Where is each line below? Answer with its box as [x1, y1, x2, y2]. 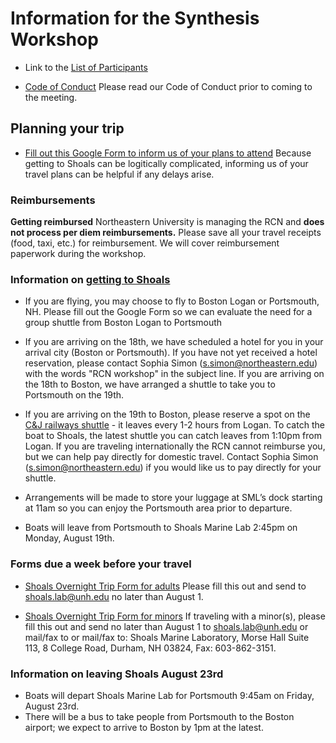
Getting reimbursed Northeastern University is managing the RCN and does [10, 216, 325, 228]
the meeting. [24, 91, 78, 103]
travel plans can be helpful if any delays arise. [24, 168, 215, 180]
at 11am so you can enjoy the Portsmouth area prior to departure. [24, 502, 293, 514]
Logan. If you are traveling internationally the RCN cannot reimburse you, [24, 440, 326, 452]
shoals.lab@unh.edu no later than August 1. [24, 590, 204, 602]
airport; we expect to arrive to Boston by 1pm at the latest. [24, 721, 264, 733]
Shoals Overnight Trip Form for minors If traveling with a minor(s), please [24, 610, 326, 622]
